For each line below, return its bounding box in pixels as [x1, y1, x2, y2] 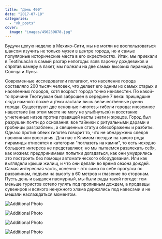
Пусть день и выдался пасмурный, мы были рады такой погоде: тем [5, 176, 147, 182]
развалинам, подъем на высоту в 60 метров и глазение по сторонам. [5, 171, 150, 176]
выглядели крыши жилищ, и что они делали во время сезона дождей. [5, 160, 150, 166]
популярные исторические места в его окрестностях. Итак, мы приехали [5, 53, 157, 59]
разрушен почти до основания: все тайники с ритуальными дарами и [5, 119, 149, 125]
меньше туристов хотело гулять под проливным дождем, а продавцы [5, 181, 150, 187]
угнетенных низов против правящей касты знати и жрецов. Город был [5, 114, 151, 120]
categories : [5, 16, 29, 21]
